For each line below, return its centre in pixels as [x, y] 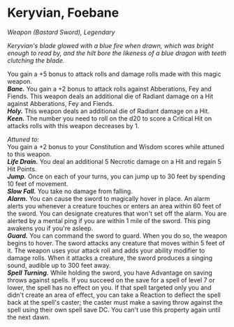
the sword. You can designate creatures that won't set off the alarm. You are [117, 213]
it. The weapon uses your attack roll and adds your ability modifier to [106, 250]
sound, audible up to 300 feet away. [59, 265]
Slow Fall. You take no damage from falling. [70, 191]
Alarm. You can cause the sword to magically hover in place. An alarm [109, 198]
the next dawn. [29, 317]
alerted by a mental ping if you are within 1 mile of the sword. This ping [109, 220]
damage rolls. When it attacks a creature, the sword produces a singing [110, 258]
